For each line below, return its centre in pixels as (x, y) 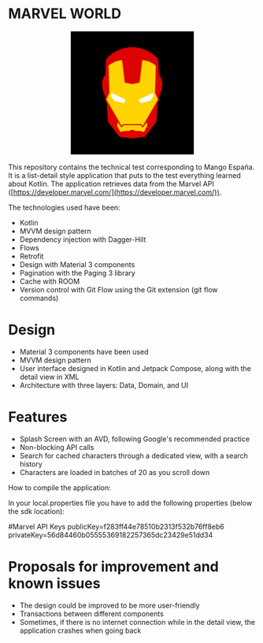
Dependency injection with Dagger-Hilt (83, 239)
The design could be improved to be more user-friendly (109, 605)
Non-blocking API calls (57, 447)
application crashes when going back (80, 630)
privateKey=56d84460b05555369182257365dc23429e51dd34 (111, 535)
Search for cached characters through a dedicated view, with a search (133, 455)
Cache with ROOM (50, 281)
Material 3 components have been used (84, 351)
